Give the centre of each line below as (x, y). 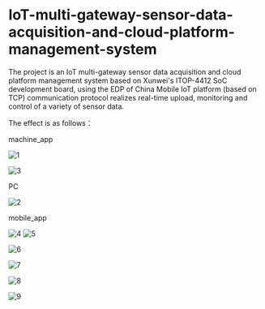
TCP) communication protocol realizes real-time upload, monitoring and (128, 97)
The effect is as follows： (51, 122)
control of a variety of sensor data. (66, 106)
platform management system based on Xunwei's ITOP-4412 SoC (118, 80)
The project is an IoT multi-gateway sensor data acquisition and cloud (125, 71)
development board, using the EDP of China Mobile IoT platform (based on (132, 89)
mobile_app (28, 217)
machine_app (31, 139)
